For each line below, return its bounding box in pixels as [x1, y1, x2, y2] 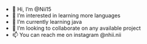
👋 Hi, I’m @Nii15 [11, 6, 51, 12]
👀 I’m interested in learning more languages [11, 12, 121, 19]
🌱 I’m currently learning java [11, 18, 82, 25]
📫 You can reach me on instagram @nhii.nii [11, 32, 122, 38]
